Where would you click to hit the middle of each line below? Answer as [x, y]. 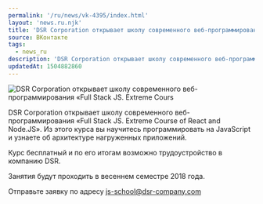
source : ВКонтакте [38, 37]
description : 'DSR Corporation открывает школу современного [110, 60]
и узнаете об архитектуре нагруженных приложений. [97, 137]
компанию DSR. [34, 161]
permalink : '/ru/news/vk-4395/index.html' [78, 15]
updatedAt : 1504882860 [45, 67]
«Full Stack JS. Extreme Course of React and [148, 120]
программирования [41, 120]
